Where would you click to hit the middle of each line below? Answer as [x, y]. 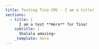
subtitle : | [27, 29]
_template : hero [32, 39]
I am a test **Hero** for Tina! [53, 24]
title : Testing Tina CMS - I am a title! [50, 10]
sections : [16, 15]
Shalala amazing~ [37, 34]
